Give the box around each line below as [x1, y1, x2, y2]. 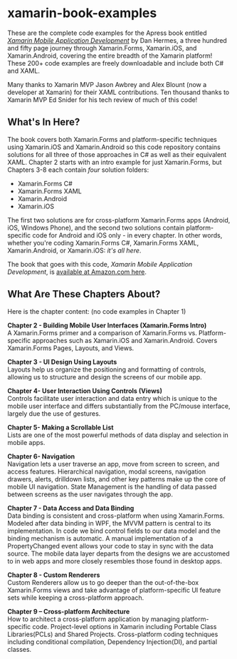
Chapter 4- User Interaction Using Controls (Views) [7, 387, 162, 395]
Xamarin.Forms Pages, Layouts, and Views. [7, 344, 135, 352]
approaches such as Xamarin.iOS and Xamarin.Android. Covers [32, 336, 218, 344]
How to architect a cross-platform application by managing [7, 615, 180, 623]
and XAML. [7, 66, 41, 75]
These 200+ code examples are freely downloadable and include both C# [7, 58, 224, 67]
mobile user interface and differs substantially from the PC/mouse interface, [7, 402, 231, 410]
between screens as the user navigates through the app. [7, 490, 173, 499]
